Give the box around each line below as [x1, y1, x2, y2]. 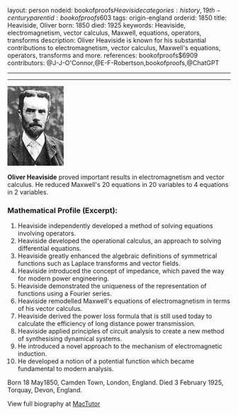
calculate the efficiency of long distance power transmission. [17, 319, 196, 328]
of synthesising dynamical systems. [17, 334, 123, 343]
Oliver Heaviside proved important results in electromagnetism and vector [7, 173, 225, 181]
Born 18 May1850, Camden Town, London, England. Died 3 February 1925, [7, 378, 224, 387]
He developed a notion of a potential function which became [17, 357, 195, 365]
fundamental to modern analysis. [17, 365, 114, 373]
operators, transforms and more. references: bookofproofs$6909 [7, 51, 198, 59]
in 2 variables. [7, 188, 48, 196]
